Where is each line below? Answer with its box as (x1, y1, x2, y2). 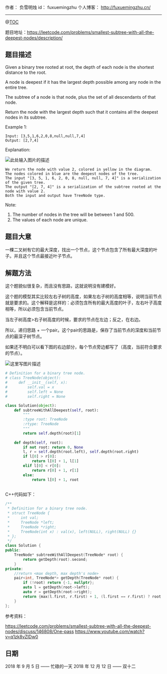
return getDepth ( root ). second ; (23, 557, 88, 562)
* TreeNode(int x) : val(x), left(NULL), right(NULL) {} (7, 529, 137, 534)
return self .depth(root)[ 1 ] (23, 431, 81, 436)
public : (5, 548, 21, 553)
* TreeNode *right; (7, 524, 57, 529)
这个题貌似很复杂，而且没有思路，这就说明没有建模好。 (5, 283, 118, 289)
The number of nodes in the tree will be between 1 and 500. (12, 211, 135, 217)
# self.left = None (5, 389, 64, 394)
